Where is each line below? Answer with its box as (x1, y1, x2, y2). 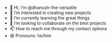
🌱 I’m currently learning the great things (9, 15, 90, 21)
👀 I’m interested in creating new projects (9, 10, 91, 16)
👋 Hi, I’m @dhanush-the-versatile (9, 5, 77, 10)
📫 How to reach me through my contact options (9, 26, 108, 31)
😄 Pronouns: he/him (9, 33, 51, 39)
